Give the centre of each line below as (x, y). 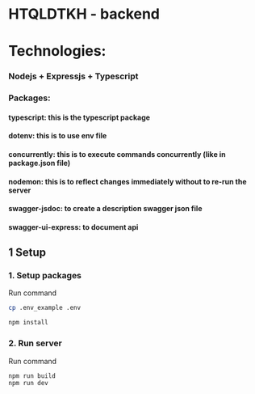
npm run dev (28, 383)
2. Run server (35, 343)
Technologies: (57, 51)
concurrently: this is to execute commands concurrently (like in (117, 154)
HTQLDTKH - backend (84, 14)
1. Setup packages (45, 276)
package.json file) (40, 163)
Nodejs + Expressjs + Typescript (73, 76)
